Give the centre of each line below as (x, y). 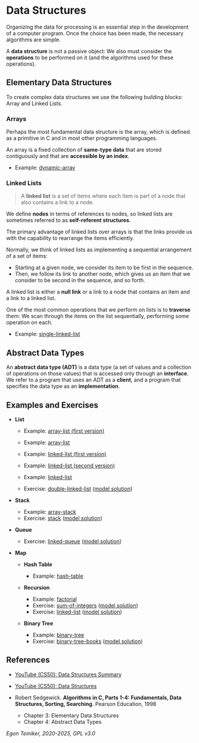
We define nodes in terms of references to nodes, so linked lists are (89, 214)
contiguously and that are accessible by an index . (68, 156)
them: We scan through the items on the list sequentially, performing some (98, 316)
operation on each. (29, 322)
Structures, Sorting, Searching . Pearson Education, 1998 (85, 704)
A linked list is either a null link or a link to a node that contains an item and (98, 292)
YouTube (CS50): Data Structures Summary (68, 674)
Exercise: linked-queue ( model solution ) (73, 541)
